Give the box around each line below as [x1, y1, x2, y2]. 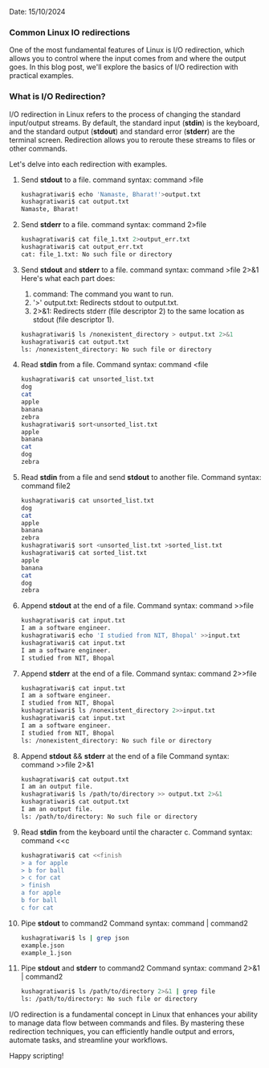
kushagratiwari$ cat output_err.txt [20, 243, 144, 251]
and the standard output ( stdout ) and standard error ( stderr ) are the [9, 126, 235, 136]
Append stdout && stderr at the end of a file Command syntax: [20, 751, 230, 760]
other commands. [9, 143, 67, 153]
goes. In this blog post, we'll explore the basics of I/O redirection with [9, 62, 239, 72]
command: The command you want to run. [32, 289, 174, 299]
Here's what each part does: [20, 273, 116, 283]
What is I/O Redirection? [9, 91, 106, 102]
